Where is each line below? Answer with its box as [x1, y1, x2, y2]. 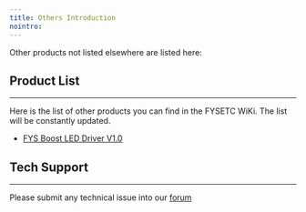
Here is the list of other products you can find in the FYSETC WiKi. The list [9, 106, 288, 116]
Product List [9, 73, 80, 88]
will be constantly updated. [9, 116, 111, 126]
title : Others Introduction [9, 13, 117, 23]
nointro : [9, 22, 43, 31]
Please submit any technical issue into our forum [9, 192, 192, 203]
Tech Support [9, 159, 89, 175]
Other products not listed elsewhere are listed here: [9, 46, 202, 57]
